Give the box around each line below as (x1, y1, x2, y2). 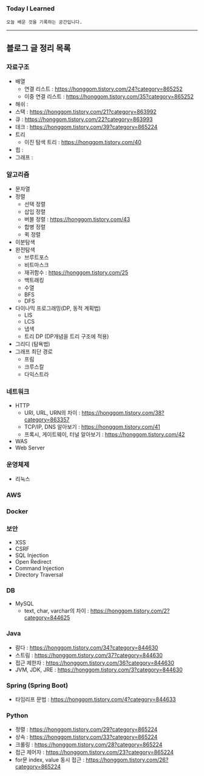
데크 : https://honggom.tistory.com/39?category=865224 (15, 123, 158, 130)
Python (6, 711, 29, 719)
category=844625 (24, 614, 70, 622)
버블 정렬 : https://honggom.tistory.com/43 (24, 216, 131, 223)
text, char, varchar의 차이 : (24, 607, 89, 615)
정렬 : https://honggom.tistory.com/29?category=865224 (15, 726, 158, 733)
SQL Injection (15, 552, 49, 559)
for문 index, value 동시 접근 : (15, 756, 85, 764)
